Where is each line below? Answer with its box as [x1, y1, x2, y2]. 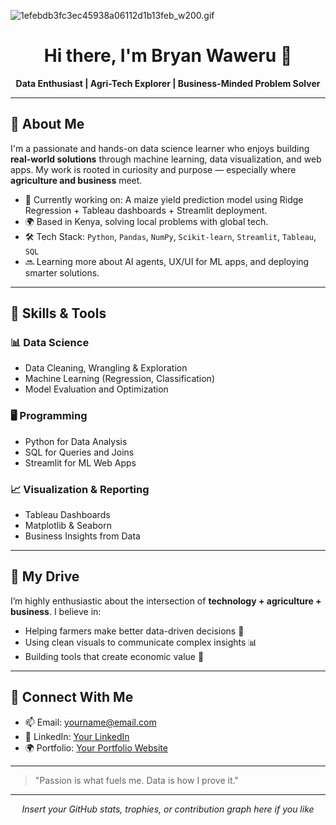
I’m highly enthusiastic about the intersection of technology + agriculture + [10, 595, 322, 607]
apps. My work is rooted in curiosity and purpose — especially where [10, 163, 297, 175]
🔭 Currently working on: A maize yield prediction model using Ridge [24, 193, 304, 205]
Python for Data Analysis [24, 435, 128, 447]
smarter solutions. [24, 266, 100, 279]
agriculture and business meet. [10, 174, 143, 186]
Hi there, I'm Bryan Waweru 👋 [43, 45, 293, 67]
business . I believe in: [10, 605, 102, 617]
